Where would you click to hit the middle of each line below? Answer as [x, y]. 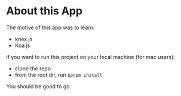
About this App [44, 11]
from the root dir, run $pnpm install [59, 75]
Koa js [22, 45]
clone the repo [33, 68]
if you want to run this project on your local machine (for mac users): [90, 57]
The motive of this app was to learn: [50, 27]
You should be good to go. [39, 86]
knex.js [24, 39]
